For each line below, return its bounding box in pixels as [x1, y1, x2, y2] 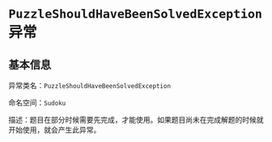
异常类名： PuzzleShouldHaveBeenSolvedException [8, 81, 172, 90]
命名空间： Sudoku [8, 98, 66, 107]
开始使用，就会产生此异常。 [8, 125, 101, 135]
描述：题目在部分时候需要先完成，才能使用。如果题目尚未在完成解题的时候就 [8, 115, 264, 124]
